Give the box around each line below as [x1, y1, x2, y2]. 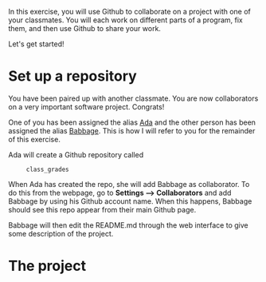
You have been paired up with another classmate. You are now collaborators [8, 93, 259, 103]
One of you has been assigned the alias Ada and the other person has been [8, 117, 256, 127]
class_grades [25, 165, 69, 173]
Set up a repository [8, 67, 137, 85]
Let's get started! [8, 39, 65, 49]
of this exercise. [8, 134, 61, 144]
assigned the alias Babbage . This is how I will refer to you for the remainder [8, 125, 256, 135]
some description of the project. [8, 228, 114, 238]
